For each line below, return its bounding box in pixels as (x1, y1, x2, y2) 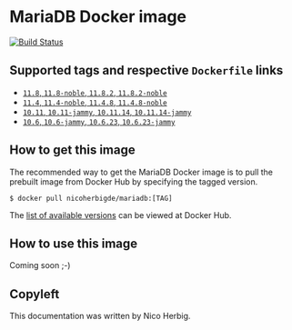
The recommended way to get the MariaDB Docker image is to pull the (9, 166, 274, 177)
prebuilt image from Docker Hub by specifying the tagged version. (9, 175, 258, 187)
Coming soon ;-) (9, 260, 71, 271)
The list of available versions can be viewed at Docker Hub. (9, 209, 232, 220)
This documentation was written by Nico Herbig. (9, 311, 191, 322)
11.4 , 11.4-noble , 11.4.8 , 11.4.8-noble (22, 96, 167, 107)
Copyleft (9, 286, 60, 302)
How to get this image (9, 143, 136, 158)
